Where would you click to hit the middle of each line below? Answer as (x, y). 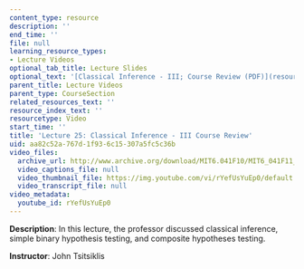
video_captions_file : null (68, 169)
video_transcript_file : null (72, 187)
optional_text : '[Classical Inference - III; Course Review (125, 77)
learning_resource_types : (58, 52)
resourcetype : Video (48, 119)
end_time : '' (34, 34)
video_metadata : (40, 195)
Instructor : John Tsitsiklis (57, 255)
